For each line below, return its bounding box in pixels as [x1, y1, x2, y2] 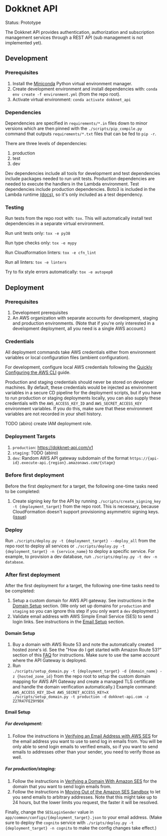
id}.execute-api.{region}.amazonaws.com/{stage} [12, 460, 116, 465]
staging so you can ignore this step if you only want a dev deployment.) [12, 608, 159, 614]
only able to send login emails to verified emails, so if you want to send [12, 744, 158, 750]
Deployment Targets [5, 433, 56, 440]
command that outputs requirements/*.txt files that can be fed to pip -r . [5, 131, 157, 137]
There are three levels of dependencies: [5, 140, 87, 146]
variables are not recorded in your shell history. [5, 411, 102, 417]
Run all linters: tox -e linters [5, 259, 67, 265]
